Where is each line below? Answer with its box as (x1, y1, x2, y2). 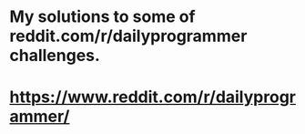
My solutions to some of (9, 6, 196, 27)
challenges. (9, 46, 100, 66)
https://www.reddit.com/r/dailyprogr (9, 87, 296, 108)
